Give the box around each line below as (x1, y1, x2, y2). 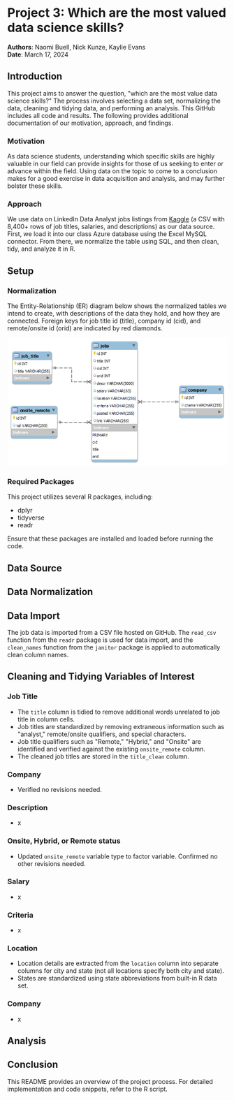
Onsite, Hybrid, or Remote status (7, 836, 121, 846)
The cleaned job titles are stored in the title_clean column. (17, 752, 190, 761)
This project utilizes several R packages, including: (7, 492, 153, 501)
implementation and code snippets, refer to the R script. (7, 1085, 168, 1093)
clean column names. (7, 650, 69, 659)
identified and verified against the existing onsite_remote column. (17, 745, 206, 753)
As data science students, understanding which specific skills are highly (7, 152, 215, 161)
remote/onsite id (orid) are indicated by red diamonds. (7, 324, 163, 332)
